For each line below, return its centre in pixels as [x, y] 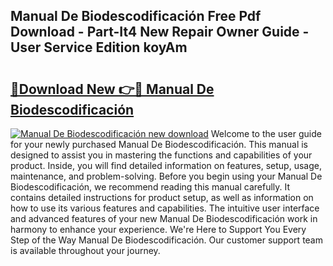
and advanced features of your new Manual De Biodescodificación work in [164, 218]
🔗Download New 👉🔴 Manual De [112, 89]
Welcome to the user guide [266, 133]
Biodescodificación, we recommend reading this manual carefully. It [150, 187]
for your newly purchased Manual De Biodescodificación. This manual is [159, 144]
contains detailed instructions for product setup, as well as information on [162, 197]
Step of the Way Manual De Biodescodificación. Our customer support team [166, 240]
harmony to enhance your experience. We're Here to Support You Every [158, 229]
